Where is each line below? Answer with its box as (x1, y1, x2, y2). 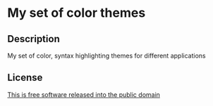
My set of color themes (7, 5, 146, 21)
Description (7, 33, 60, 45)
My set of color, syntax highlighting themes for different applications (7, 51, 206, 60)
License (7, 72, 43, 84)
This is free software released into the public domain (7, 90, 161, 99)
